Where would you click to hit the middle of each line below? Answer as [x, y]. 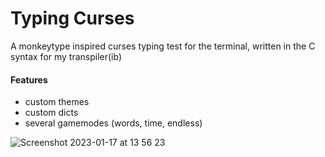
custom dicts [51, 113]
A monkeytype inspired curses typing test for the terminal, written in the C [163, 46]
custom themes [57, 102]
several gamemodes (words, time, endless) [113, 123]
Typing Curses [72, 18]
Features [29, 79]
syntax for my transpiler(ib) [66, 56]
